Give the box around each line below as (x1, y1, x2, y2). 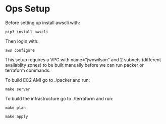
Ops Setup (5, 3, 50, 15)
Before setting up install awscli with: (5, 20, 80, 26)
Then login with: (5, 38, 39, 44)
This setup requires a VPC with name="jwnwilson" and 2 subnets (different (5, 56, 161, 63)
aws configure (5, 48, 35, 53)
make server (5, 86, 30, 92)
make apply (5, 114, 28, 119)
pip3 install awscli (5, 29, 49, 34)
